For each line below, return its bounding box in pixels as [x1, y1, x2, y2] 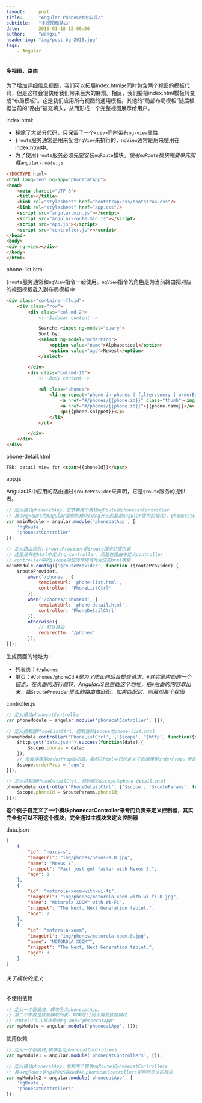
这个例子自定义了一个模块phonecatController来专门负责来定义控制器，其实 [6, 807, 194, 814]
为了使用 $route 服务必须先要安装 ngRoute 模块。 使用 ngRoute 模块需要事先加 [14, 151, 195, 158]
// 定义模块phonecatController [6, 711, 81, 718]
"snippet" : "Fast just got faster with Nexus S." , [28, 866, 158, 872]
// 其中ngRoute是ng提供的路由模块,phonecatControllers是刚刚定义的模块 [6, 1069, 173, 1075]
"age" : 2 [28, 910, 50, 916]
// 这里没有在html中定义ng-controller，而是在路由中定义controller [6, 552, 164, 558]
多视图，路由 [6, 67, 38, 75]
